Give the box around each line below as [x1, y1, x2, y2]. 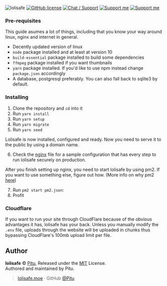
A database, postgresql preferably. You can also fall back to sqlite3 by [12, 76, 158, 82]
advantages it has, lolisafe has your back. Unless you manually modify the [5, 221, 159, 227]
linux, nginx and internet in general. [5, 34, 78, 40]
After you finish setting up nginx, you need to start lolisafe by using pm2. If [5, 166, 160, 172]
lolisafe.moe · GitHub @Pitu [17, 275, 74, 281]
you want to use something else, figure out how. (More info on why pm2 [5, 171, 154, 178]
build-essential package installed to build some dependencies [12, 54, 144, 60]
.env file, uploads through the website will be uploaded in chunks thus [5, 227, 150, 233]
